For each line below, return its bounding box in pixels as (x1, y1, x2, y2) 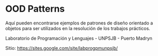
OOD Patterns (5, 3, 65, 15)
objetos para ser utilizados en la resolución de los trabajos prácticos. (5, 25, 150, 31)
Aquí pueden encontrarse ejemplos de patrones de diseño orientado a (5, 20, 153, 26)
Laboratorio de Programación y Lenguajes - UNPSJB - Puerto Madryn (5, 35, 152, 41)
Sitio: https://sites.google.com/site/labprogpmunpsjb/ (5, 45, 118, 51)
